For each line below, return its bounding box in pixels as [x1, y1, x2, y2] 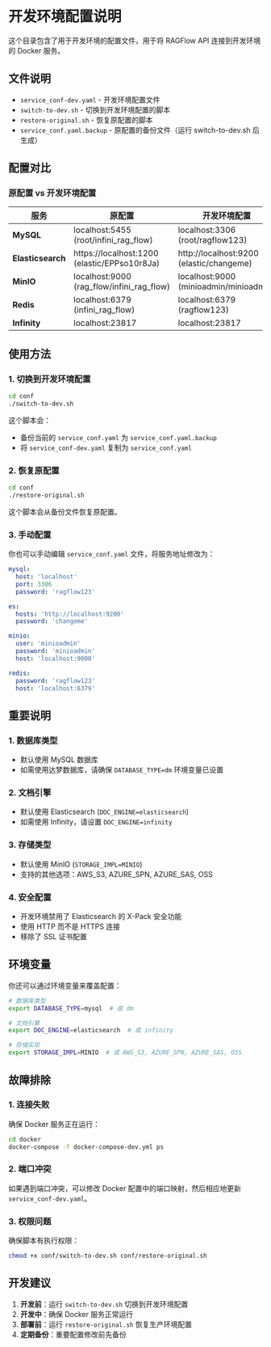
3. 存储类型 [8, 839, 52, 850]
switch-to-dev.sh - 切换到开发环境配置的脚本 [19, 104, 171, 114]
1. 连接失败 [8, 1099, 50, 1111]
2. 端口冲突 [8, 1163, 52, 1175]
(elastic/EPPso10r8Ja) [73, 258, 160, 269]
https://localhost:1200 [73, 248, 159, 259]
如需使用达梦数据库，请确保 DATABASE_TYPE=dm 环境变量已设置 [19, 765, 224, 775]
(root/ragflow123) [177, 235, 248, 246]
